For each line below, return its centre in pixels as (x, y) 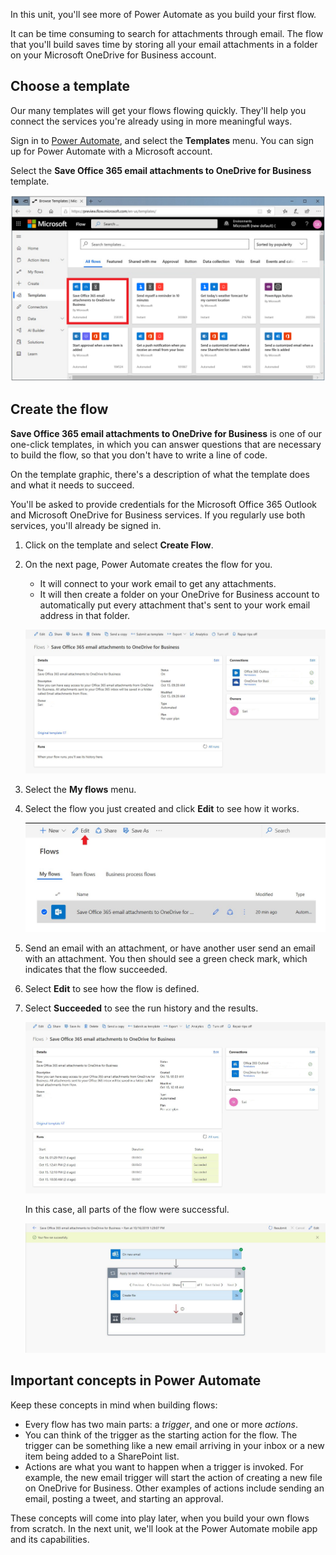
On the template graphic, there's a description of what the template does (160, 474)
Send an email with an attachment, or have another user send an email (170, 948)
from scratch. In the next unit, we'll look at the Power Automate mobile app (164, 1528)
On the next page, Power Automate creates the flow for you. (148, 564)
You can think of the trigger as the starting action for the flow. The (161, 1435)
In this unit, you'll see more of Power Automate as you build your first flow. (163, 14)
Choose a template (70, 86)
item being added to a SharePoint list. (102, 1456)
